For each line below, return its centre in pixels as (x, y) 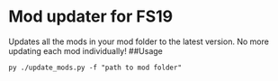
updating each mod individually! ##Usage (86, 50)
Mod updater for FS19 (90, 17)
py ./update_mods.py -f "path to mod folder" (95, 67)
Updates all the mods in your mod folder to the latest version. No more (139, 41)
